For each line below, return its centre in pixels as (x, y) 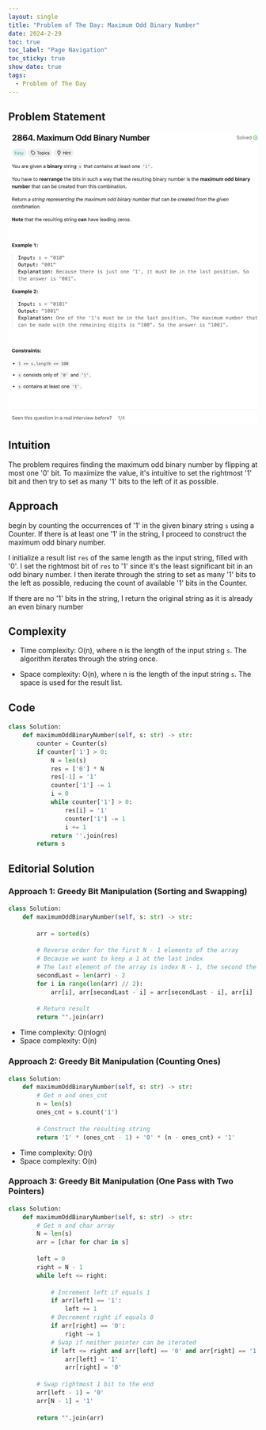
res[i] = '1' (86, 810)
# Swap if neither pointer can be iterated (123, 1342)
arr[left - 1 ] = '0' (70, 1393)
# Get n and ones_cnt (72, 1095)
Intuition (29, 445)
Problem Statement (57, 117)
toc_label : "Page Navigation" (58, 50)
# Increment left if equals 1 (100, 1292)
